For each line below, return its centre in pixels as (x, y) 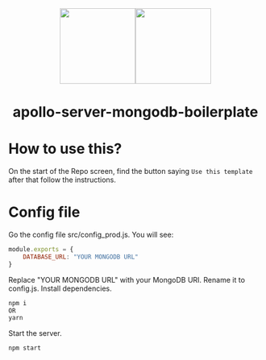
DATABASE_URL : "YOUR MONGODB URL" (81, 257)
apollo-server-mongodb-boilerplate (135, 112)
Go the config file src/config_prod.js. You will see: (91, 235)
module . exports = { (41, 250)
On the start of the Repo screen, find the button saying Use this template (131, 172)
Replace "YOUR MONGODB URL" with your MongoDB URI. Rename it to (127, 279)
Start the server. (35, 333)
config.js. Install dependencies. (60, 288)
